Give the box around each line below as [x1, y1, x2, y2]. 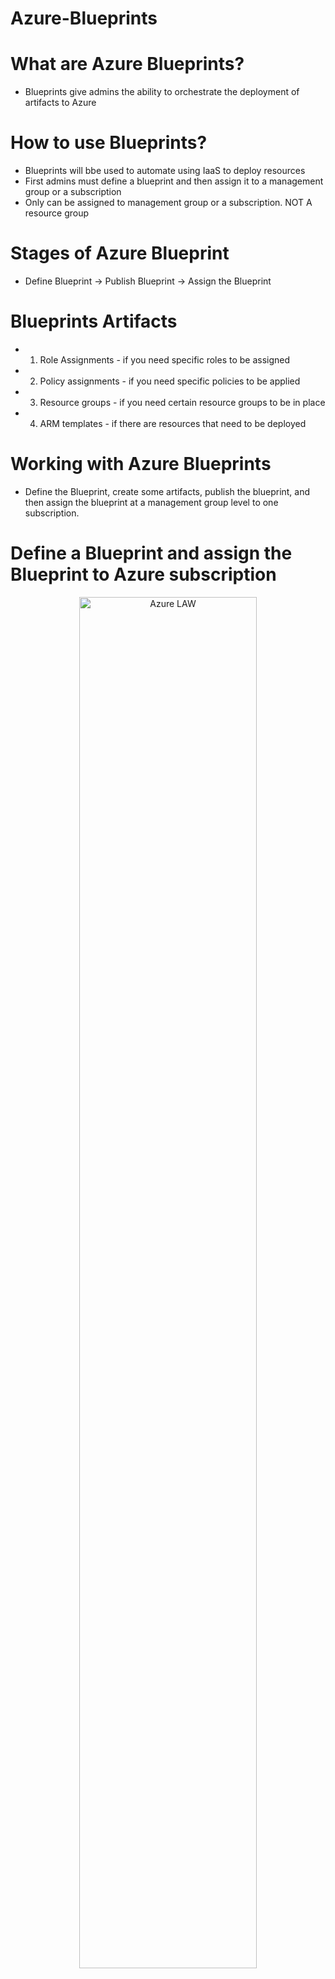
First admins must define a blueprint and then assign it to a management [24, 175, 324, 187]
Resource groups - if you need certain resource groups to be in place [39, 396, 326, 408]
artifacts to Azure [24, 97, 97, 109]
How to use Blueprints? [10, 132, 208, 154]
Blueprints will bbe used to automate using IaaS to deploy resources [24, 165, 306, 177]
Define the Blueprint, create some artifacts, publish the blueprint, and [24, 485, 311, 497]
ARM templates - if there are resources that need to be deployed [39, 417, 307, 429]
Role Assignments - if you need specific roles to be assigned [39, 353, 291, 366]
